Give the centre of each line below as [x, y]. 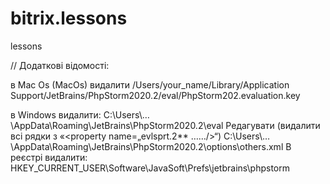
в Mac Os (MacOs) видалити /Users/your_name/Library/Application [150, 84]
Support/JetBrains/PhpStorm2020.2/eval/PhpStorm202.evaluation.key [155, 95]
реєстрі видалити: [49, 157]
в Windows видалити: [56, 114]
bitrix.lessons [69, 18]
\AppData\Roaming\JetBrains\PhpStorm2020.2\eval [117, 125]
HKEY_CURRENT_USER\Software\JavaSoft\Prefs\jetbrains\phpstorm [150, 168]
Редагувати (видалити [273, 125]
